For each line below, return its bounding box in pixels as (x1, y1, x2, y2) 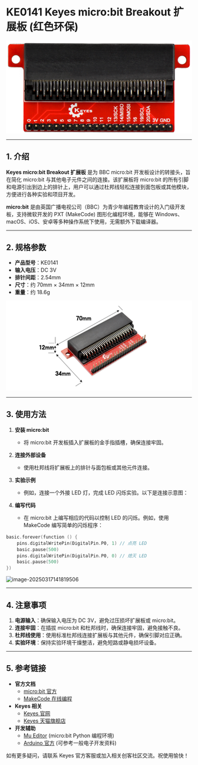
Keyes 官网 (23, 709, 51, 717)
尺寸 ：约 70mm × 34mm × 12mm (14, 281, 95, 288)
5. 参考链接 (6, 663, 46, 673)
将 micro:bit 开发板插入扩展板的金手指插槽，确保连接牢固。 (23, 438, 167, 446)
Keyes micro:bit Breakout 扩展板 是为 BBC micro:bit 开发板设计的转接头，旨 (6, 168, 191, 175)
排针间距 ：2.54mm (14, 274, 61, 281)
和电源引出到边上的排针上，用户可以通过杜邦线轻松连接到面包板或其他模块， (6, 183, 192, 190)
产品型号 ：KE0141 (14, 259, 58, 266)
